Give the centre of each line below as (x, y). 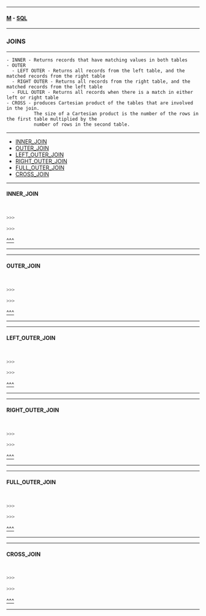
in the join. (23, 108)
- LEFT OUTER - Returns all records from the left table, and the (98, 71)
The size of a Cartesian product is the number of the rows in (116, 114)
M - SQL (17, 18)
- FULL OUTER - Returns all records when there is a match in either (102, 92)
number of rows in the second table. (82, 124)
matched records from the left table (55, 87)
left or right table (33, 98)
